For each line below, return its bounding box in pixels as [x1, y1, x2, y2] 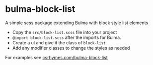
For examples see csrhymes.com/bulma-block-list [5, 54, 108, 60]
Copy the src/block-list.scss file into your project [12, 29, 117, 35]
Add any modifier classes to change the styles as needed [12, 45, 130, 51]
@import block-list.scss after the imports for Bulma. [12, 34, 121, 40]
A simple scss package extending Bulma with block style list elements [5, 20, 149, 26]
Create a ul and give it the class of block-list [12, 39, 106, 45]
